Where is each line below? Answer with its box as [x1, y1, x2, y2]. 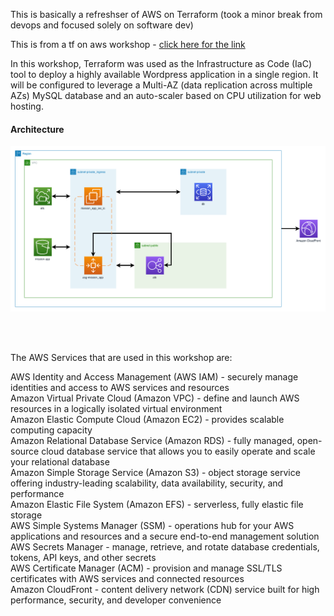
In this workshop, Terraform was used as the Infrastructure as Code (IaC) [10, 58, 313, 69]
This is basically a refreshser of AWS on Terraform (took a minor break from [10, 9, 323, 20]
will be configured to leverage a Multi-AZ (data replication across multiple [10, 79, 313, 91]
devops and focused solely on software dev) [10, 19, 194, 31]
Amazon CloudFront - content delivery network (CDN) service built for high [10, 583, 320, 595]
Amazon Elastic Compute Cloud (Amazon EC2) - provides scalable [10, 413, 285, 425]
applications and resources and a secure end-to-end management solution [10, 530, 320, 542]
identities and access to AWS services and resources [10, 381, 230, 393]
